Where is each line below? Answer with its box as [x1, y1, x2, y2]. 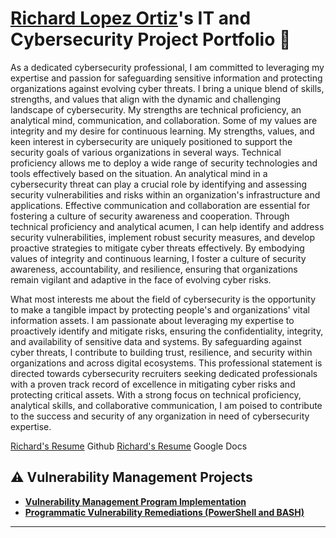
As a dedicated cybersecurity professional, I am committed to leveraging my [10, 61, 325, 73]
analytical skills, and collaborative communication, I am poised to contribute [10, 399, 323, 411]
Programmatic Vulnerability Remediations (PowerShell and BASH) [24, 506, 305, 518]
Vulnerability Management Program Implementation [24, 495, 247, 507]
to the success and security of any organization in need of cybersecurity [10, 410, 310, 422]
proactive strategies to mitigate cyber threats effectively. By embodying [10, 242, 305, 254]
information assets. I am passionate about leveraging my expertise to [10, 314, 295, 326]
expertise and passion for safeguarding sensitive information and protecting [10, 72, 323, 84]
